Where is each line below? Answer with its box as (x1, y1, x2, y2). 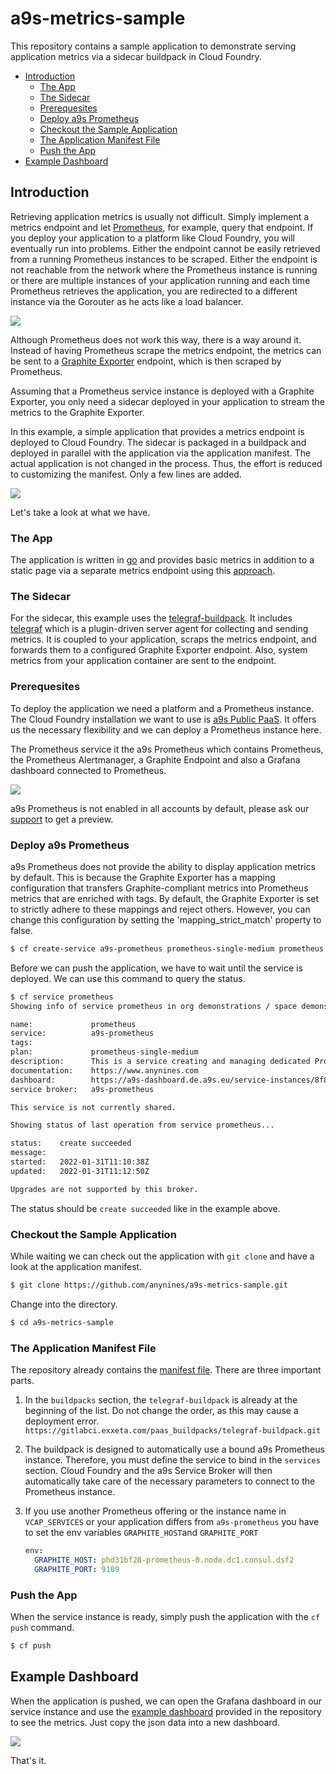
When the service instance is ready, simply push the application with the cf (10, 1610, 321, 1622)
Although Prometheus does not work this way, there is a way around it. (10, 333, 302, 346)
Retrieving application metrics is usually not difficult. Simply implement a (10, 210, 310, 222)
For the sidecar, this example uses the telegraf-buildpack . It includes (10, 612, 293, 624)
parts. (10, 1375, 35, 1387)
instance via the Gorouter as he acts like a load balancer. (10, 295, 244, 307)
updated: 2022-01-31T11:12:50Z (10, 1166, 150, 1176)
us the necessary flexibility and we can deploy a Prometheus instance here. (10, 723, 322, 736)
